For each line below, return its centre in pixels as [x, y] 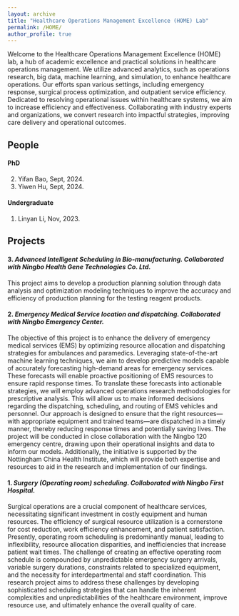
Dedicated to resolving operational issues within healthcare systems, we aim [120, 100]
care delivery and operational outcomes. [67, 123]
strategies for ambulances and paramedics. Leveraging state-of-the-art [113, 353]
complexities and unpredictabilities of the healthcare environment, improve [117, 597]
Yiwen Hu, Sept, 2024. [51, 186]
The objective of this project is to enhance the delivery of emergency [109, 338]
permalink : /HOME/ [35, 27]
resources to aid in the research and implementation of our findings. [107, 466]
